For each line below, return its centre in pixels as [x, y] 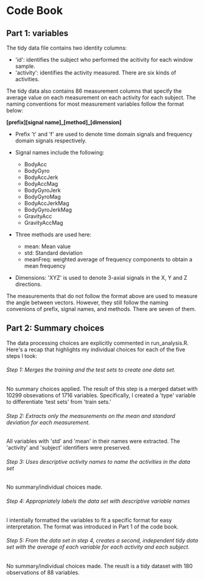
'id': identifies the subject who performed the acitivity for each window [104, 60]
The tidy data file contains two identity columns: [67, 48]
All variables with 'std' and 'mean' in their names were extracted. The [93, 441]
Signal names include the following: [60, 152]
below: [15, 110]
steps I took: [22, 356]
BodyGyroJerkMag [48, 210]
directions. [29, 284]
